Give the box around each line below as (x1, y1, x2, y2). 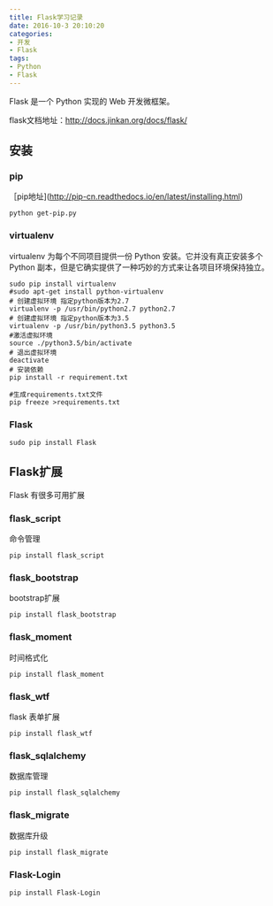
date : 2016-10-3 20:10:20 (9, 21, 104, 30)
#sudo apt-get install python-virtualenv (9, 287, 164, 296)
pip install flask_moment (9, 670, 104, 679)
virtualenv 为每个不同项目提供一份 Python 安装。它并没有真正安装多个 (9, 250, 263, 261)
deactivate (9, 356, 49, 365)
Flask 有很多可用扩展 (9, 489, 86, 500)
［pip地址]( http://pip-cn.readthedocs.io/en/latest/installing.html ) (9, 191, 243, 202)
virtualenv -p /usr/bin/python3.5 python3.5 (9, 321, 176, 330)
